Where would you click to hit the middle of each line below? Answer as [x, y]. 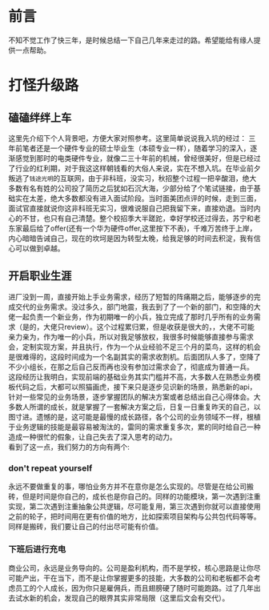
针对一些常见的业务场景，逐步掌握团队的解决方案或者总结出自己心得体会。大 [134, 396]
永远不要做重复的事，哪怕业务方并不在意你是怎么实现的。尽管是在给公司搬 [131, 487]
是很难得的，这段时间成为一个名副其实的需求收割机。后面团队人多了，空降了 [134, 356]
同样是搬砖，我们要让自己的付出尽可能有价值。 [85, 527]
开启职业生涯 [40, 276]
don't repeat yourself [50, 468]
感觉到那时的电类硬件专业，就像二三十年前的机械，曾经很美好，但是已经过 [138, 158]
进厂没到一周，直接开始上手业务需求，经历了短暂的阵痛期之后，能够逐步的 [131, 296]
